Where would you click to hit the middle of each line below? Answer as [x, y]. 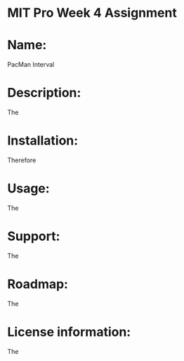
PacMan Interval [31, 65]
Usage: [29, 189]
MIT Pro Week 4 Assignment [92, 13]
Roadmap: [38, 284]
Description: [44, 93]
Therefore [22, 160]
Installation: [43, 141]
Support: [34, 236]
